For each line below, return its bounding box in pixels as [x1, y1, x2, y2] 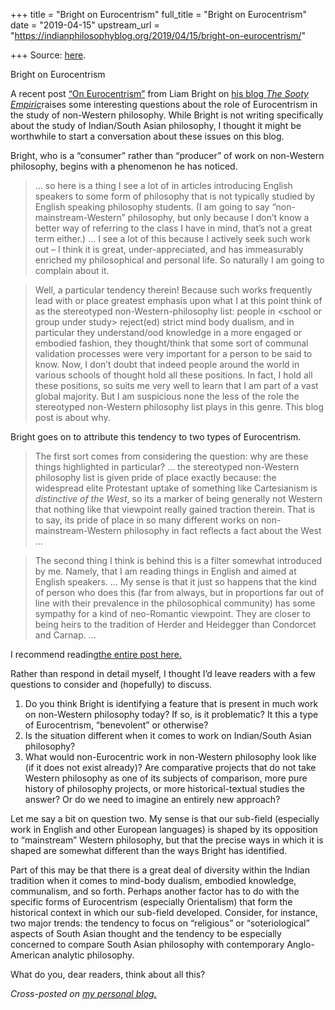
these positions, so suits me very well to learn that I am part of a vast [34, 380, 319, 391]
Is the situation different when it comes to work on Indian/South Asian [24, 730, 312, 741]
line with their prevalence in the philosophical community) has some [34, 597, 316, 609]
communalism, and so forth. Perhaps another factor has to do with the [10, 885, 300, 897]
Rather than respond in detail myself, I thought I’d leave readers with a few [10, 668, 316, 679]
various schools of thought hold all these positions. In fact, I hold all [34, 369, 313, 381]
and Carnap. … [34, 629, 97, 641]
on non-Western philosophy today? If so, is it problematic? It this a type [24, 709, 319, 720]
